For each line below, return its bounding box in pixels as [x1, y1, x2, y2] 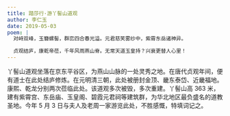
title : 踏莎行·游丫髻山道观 [7, 10, 78, 17]
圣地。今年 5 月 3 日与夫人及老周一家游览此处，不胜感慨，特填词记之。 [7, 102, 207, 109]
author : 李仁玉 [7, 16, 47, 23]
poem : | [7, 29, 29, 36]
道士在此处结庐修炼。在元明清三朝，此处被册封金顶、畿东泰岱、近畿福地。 [12, 76, 223, 84]
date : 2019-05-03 [7, 23, 57, 29]
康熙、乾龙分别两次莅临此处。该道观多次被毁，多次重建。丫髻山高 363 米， [7, 85, 220, 92]
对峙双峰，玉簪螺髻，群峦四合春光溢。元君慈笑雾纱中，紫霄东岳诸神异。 [13, 35, 187, 42]
